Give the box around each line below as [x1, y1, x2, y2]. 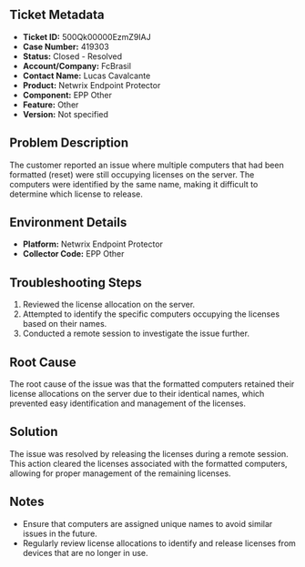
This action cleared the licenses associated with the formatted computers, [9, 458, 289, 469]
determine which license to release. [9, 188, 144, 199]
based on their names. [22, 319, 107, 329]
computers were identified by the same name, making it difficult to [9, 178, 259, 189]
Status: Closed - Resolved [22, 50, 123, 62]
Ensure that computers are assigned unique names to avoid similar [22, 518, 273, 529]
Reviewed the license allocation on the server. [22, 299, 196, 310]
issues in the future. [22, 528, 97, 539]
